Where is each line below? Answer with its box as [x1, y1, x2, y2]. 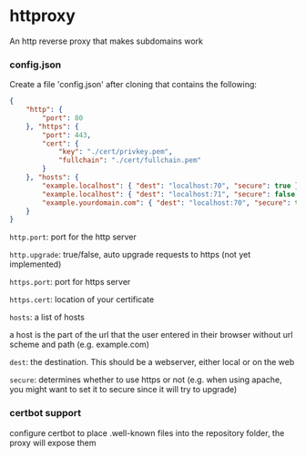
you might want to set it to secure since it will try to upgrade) [9, 384, 238, 395]
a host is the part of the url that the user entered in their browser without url [9, 330, 293, 340]
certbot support [9, 407, 82, 420]
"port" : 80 [42, 113, 84, 123]
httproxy [9, 5, 76, 26]
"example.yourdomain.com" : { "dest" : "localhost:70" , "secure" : [42, 198, 291, 208]
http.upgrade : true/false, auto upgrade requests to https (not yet [9, 249, 251, 260]
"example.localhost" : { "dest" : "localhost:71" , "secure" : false [42, 189, 296, 198]
